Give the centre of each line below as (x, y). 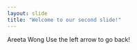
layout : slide (28, 13)
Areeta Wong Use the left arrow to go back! (69, 39)
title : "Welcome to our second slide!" (64, 20)
